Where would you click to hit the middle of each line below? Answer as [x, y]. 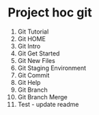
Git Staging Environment [52, 68]
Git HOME [32, 38]
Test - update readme [48, 104]
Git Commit [33, 75]
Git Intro [29, 46]
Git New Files [36, 60]
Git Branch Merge [42, 97]
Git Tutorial [33, 31]
